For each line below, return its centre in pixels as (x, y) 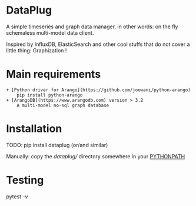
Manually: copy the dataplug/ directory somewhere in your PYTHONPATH (96, 156)
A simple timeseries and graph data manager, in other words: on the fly (92, 26)
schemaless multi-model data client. (50, 32)
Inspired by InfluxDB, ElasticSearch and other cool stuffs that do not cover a (98, 44)
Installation (34, 129)
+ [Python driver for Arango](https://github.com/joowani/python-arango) (99, 90)
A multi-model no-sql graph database (63, 105)
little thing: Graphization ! (36, 50)
